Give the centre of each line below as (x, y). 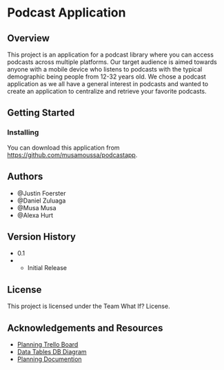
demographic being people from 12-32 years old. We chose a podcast (107, 76)
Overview (29, 38)
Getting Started (41, 113)
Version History (41, 237)
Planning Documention (49, 359)
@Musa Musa (37, 207)
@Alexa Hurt (35, 215)
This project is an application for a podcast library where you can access (110, 54)
